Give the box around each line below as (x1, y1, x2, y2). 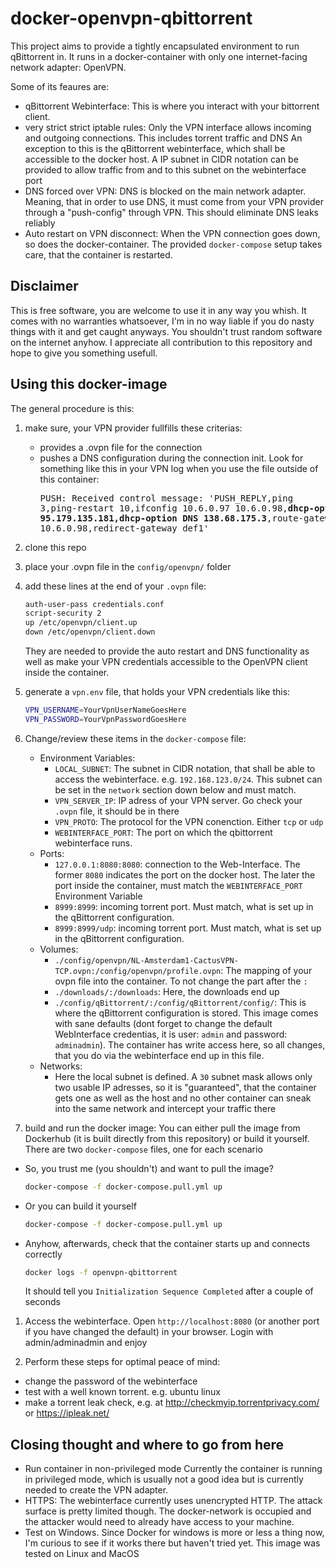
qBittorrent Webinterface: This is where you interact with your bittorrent (24, 100, 320, 112)
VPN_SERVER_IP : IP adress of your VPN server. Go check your (54, 794, 303, 806)
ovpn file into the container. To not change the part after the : (54, 975, 308, 987)
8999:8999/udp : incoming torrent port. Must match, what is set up (54, 922, 322, 934)
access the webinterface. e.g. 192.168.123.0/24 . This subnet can (54, 773, 323, 785)
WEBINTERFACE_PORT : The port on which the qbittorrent (54, 826, 273, 838)
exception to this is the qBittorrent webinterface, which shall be (24, 142, 286, 154)
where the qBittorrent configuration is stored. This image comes (54, 1007, 319, 1019)
